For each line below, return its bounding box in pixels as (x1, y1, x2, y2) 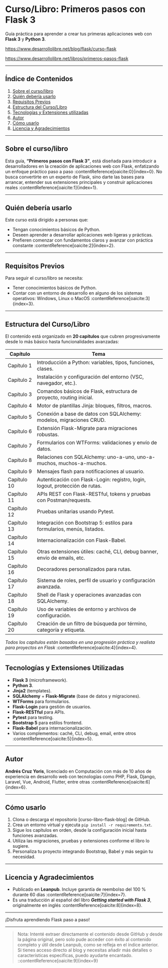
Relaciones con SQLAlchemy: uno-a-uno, (36, 453, 136, 460)
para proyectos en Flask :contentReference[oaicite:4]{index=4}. (5, 645, 137, 650)
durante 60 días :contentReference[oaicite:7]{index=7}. (12, 892, 126, 898)
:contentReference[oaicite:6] (90, 779, 150, 785)
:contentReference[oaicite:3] (90, 296, 150, 302)
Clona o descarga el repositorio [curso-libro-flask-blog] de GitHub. (12, 817, 150, 823)
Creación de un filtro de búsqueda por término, (36, 620, 147, 627)
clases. (36, 365, 53, 372)
